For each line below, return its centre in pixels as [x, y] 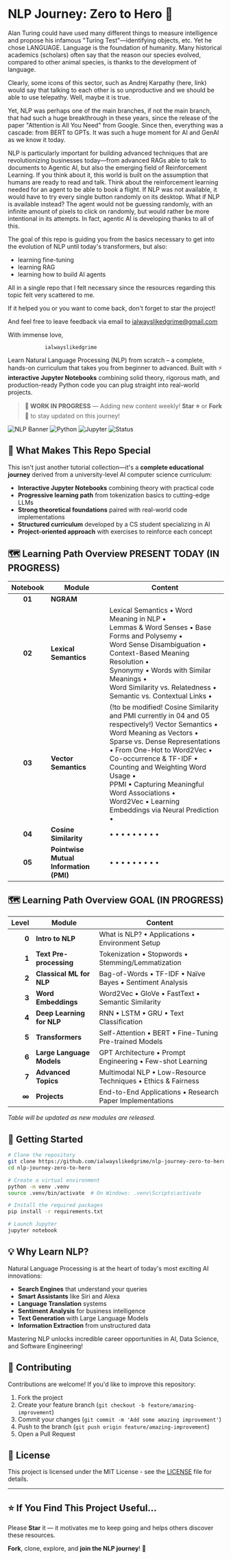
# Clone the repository [42, 1155]
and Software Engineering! [45, 1346]
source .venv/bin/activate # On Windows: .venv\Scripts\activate [105, 1193]
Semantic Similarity [130, 1002]
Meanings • [128, 678]
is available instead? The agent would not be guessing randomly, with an [110, 204]
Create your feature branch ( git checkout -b [81, 1405]
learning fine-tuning [46, 259]
